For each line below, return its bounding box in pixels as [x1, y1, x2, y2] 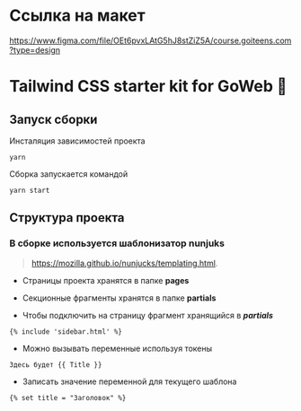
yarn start [9, 186, 50, 195]
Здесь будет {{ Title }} [9, 360, 102, 369]
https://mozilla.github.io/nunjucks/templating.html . [31, 258, 218, 268]
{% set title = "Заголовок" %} [9, 393, 127, 402]
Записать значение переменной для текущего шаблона [22, 376, 237, 387]
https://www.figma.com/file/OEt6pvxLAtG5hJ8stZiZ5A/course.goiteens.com [9, 35, 292, 46]
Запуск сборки [9, 111, 98, 127]
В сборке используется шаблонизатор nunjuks [9, 237, 226, 249]
